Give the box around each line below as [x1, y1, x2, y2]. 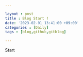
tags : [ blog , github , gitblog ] [5, 30, 66, 35]
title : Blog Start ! [5, 16, 49, 21]
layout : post [5, 11, 34, 16]
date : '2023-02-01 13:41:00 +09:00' [5, 20, 79, 25]
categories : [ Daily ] [5, 25, 49, 30]
